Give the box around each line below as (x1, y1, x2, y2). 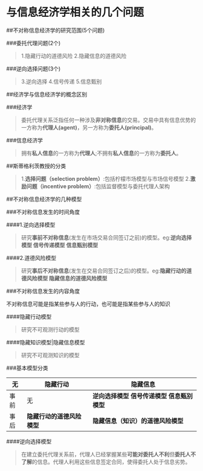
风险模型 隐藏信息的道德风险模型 (26, 274, 108, 282)
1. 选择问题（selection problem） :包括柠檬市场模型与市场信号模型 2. (21, 175, 190, 182)
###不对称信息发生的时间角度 (6, 208, 80, 215)
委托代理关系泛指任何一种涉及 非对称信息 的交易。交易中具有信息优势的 (21, 116, 196, 124)
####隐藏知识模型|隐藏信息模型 (6, 338, 86, 346)
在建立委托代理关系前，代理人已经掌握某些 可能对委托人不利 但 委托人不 (21, 450, 196, 458)
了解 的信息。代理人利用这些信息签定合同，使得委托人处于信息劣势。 (21, 458, 191, 465)
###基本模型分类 (6, 364, 48, 371)
